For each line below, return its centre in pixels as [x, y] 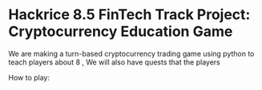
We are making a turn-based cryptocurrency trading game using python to [131, 53]
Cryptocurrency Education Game [121, 31]
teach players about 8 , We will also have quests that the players [114, 62]
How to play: [29, 77]
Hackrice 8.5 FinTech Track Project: [129, 15]
